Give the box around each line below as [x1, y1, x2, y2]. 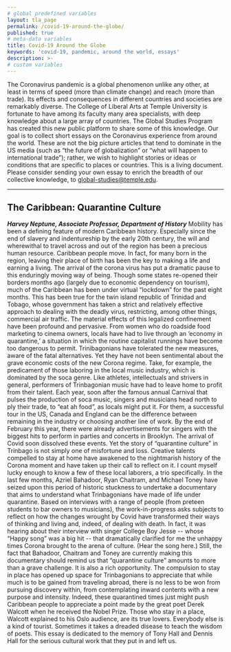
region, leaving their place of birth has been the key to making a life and [7, 256, 211, 265]
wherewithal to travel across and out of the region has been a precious [7, 242, 208, 250]
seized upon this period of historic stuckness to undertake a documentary [7, 483, 217, 492]
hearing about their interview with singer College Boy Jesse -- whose [7, 527, 204, 536]
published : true [7, 29, 54, 36]
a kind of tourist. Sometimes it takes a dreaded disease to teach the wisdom [7, 622, 222, 631]
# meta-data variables [7, 36, 72, 43]
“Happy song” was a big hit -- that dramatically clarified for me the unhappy [7, 534, 222, 543]
